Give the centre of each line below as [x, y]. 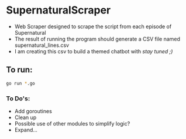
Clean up [25, 117]
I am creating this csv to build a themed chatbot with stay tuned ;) [94, 51]
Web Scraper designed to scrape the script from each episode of [93, 26]
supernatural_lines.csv [42, 45]
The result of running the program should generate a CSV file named [97, 39]
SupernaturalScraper [58, 10]
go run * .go [20, 83]
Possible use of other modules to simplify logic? [72, 123]
